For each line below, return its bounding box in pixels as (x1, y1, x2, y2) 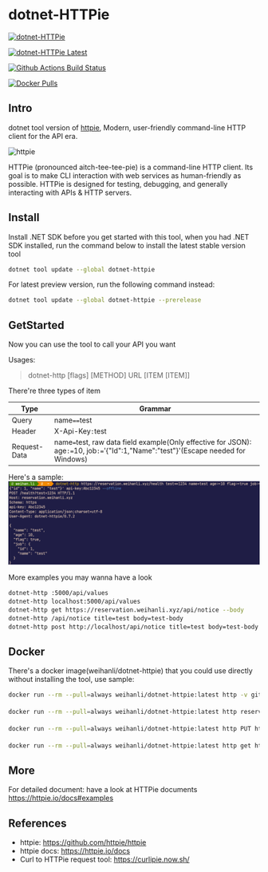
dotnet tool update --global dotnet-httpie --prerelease (8, 296, 202, 304)
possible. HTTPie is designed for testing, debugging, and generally (8, 179, 228, 188)
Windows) (54, 454, 88, 464)
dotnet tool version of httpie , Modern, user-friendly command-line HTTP (8, 122, 246, 133)
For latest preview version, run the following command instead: (8, 279, 215, 289)
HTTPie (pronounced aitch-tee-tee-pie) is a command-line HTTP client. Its (8, 162, 254, 172)
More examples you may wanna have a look (8, 573, 153, 582)
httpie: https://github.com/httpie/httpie (19, 838, 147, 847)
